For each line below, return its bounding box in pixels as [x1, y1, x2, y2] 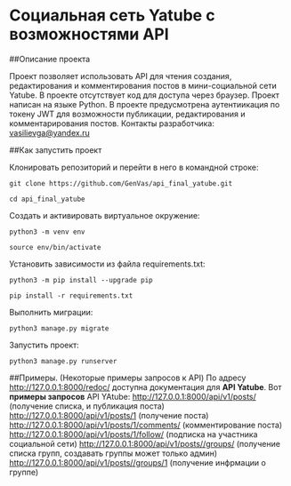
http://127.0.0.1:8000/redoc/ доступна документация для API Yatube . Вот [9, 381, 282, 392]
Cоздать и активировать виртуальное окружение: [9, 210, 200, 220]
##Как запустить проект [9, 144, 102, 155]
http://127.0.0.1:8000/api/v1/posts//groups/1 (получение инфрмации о [9, 457, 267, 467]
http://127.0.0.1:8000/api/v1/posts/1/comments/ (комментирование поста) [9, 419, 283, 430]
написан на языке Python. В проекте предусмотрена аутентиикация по [9, 99, 280, 109]
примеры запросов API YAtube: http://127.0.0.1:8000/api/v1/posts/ [9, 391, 256, 402]
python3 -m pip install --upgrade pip [9, 275, 153, 284]
